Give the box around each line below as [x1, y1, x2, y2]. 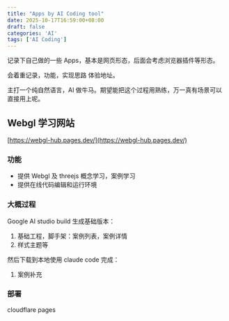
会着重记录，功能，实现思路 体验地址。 [7, 71, 119, 80]
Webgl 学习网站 [7, 117, 75, 129]
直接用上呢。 [7, 95, 44, 103]
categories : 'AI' [7, 29, 58, 37]
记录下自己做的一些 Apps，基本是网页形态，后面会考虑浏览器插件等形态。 [7, 57, 219, 65]
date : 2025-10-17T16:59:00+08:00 [7, 17, 104, 24]
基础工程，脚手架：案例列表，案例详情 [17, 232, 127, 240]
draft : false [7, 23, 45, 30]
